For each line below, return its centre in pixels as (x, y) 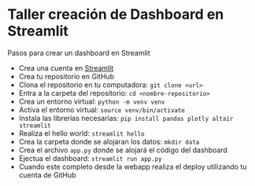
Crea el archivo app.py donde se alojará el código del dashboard (123, 150)
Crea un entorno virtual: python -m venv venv (92, 101)
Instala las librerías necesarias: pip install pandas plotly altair (126, 118)
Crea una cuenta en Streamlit (66, 67)
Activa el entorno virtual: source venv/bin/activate (102, 109)
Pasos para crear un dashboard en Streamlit (79, 53)
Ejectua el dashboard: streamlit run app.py (90, 158)
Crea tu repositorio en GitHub (67, 76)
